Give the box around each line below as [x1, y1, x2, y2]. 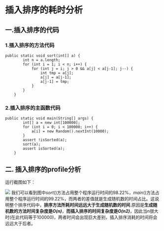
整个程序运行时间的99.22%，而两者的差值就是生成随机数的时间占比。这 [9, 195, 155, 201]
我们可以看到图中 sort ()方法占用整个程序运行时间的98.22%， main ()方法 [11, 190, 155, 195]
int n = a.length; [23, 57, 61, 62]
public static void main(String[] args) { [5, 116, 94, 121]
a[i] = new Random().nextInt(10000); [31, 129, 109, 134]
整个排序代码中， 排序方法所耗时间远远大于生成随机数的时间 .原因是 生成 [9, 202, 154, 208]
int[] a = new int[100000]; [23, 120, 80, 125]
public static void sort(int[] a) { [5, 53, 80, 58]
